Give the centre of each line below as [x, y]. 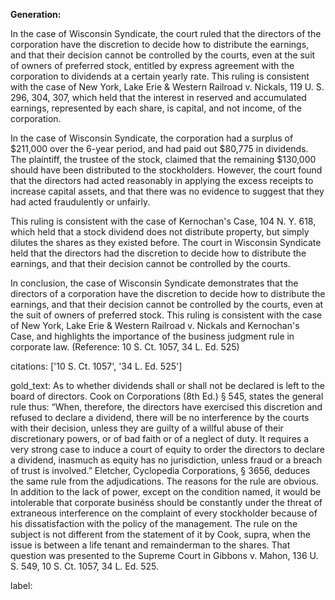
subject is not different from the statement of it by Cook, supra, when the [160, 534]
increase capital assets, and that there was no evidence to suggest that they [167, 191]
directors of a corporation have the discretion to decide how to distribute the [168, 293]
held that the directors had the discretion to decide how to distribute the [158, 253]
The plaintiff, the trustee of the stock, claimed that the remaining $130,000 [163, 159]
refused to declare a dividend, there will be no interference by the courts [160, 417]
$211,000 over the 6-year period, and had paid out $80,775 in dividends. [159, 148]
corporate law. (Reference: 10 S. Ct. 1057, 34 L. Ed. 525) [125, 347]
